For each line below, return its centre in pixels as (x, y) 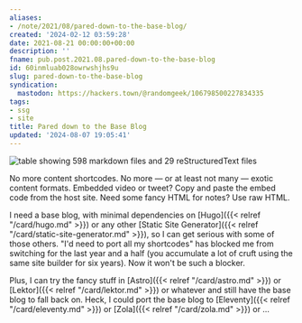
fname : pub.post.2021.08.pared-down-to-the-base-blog (113, 60)
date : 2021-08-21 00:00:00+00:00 (72, 43)
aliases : (26, 18)
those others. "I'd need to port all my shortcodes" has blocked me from (142, 244)
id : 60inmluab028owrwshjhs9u (64, 69)
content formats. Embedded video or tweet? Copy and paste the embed (143, 188)
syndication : (34, 85)
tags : (19, 102)
